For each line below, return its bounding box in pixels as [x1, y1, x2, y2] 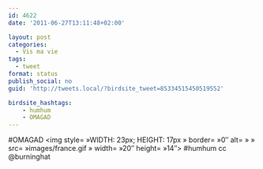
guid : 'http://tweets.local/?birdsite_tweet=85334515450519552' [8, 84, 224, 92]
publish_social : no [8, 77, 73, 85]
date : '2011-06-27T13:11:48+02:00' [8, 19, 126, 27]
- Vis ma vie [15, 48, 58, 56]
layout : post [8, 33, 51, 41]
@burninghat [8, 152, 51, 162]
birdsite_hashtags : [8, 99, 73, 107]
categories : [8, 40, 47, 48]
